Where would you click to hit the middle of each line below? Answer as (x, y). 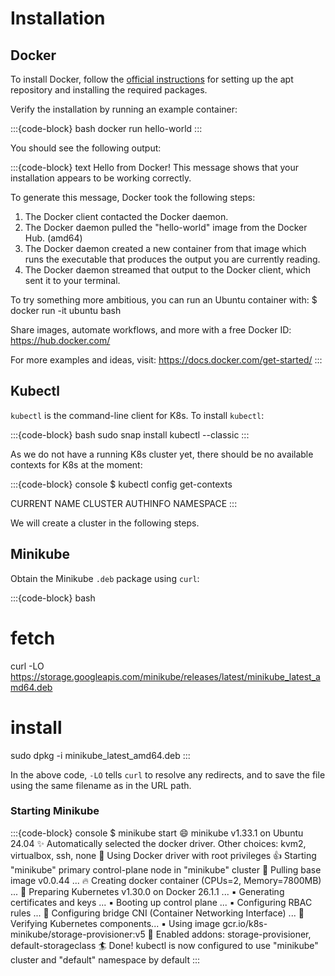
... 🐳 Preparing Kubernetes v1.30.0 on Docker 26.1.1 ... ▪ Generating (147, 891)
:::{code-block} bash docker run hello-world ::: (106, 128)
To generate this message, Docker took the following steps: (133, 197)
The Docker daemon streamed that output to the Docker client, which (168, 270)
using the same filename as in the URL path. (101, 785)
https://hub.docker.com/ (60, 340)
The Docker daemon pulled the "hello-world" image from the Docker (166, 227)
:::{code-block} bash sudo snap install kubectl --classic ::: (130, 434)
